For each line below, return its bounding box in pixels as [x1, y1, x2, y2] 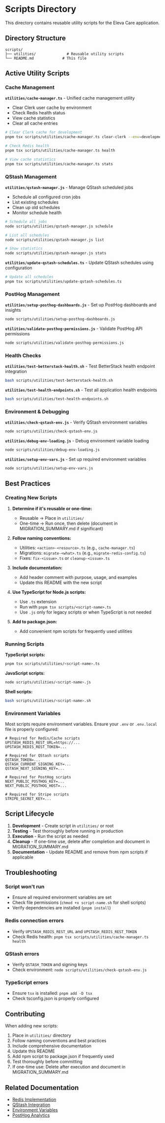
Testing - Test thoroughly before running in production [12, 828, 124, 834]
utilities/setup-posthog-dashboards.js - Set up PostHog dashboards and [5, 302, 157, 308]
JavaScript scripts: [5, 670, 45, 676]
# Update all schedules [5, 275, 54, 280]
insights [5, 307, 21, 313]
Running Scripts [5, 640, 44, 647]
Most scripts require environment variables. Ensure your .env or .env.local [5, 721, 158, 727]
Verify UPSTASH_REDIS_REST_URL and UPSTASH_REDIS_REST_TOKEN [12, 928, 137, 934]
